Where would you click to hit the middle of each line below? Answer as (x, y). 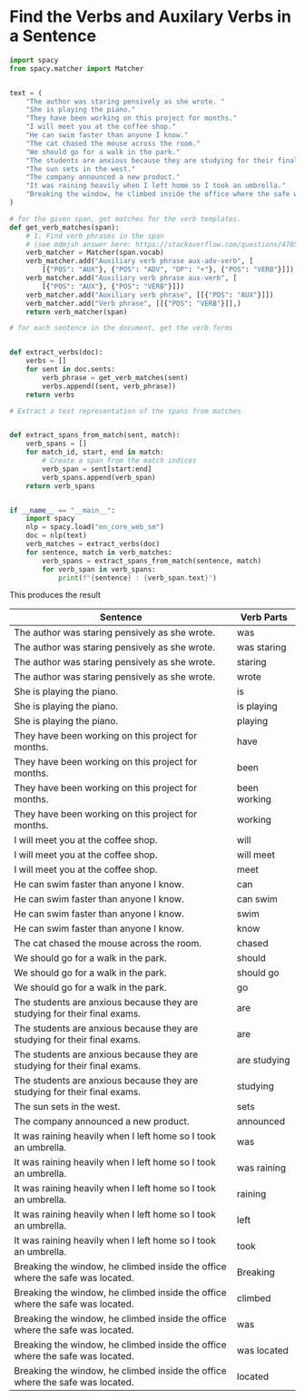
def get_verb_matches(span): (64, 227)
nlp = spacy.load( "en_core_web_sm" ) (95, 527)
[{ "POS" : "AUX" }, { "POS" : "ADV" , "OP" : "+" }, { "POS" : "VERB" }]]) (168, 269)
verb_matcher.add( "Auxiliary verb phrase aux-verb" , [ (132, 279)
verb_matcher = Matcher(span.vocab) (95, 253)
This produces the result (55, 595)
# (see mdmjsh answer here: (79, 244)
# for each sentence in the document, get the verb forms (121, 328)
